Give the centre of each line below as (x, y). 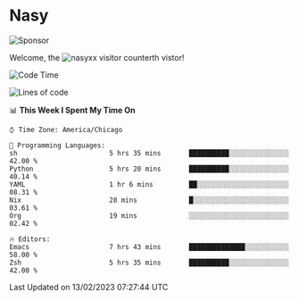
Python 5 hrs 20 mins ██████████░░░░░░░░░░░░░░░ (149, 169)
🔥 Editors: (30, 239)
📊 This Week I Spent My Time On (72, 110)
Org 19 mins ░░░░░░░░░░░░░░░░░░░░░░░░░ (149, 215)
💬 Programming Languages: (57, 145)
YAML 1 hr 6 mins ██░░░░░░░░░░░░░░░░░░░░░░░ (149, 184)
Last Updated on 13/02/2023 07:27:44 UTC (89, 287)
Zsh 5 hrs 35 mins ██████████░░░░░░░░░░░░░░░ (149, 263)
